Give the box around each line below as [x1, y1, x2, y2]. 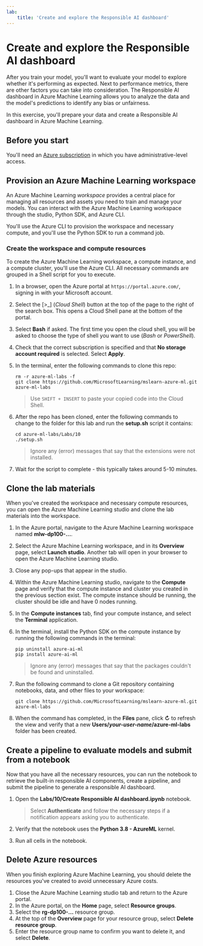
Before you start [6, 135, 69, 146]
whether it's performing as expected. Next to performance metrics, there [6, 80, 188, 87]
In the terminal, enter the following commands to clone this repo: [15, 362, 177, 369]
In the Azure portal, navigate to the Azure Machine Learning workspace [15, 524, 194, 531]
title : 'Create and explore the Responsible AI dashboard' [17, 15, 170, 21]
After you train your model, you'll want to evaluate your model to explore [6, 73, 187, 81]
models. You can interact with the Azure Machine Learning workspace [6, 205, 182, 212]
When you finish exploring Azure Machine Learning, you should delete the [6, 871, 191, 878]
